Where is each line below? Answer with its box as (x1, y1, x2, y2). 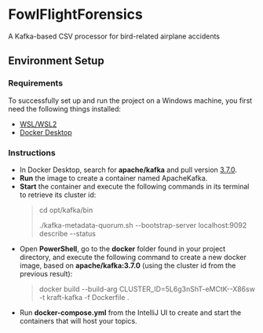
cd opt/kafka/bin (38, 205, 93, 214)
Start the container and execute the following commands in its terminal (19, 181, 250, 191)
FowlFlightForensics (8, 5, 143, 24)
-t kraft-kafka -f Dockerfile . (38, 292, 130, 302)
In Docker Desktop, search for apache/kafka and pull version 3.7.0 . (19, 165, 238, 174)
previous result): (19, 269, 73, 278)
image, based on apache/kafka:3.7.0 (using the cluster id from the (19, 261, 236, 270)
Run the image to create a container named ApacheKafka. (19, 173, 208, 182)
